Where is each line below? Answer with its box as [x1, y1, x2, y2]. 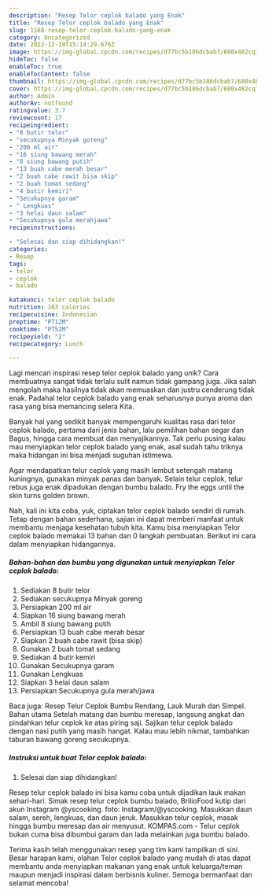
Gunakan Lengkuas [20, 670, 83, 679]
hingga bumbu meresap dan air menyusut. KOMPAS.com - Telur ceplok [9, 822, 241, 831]
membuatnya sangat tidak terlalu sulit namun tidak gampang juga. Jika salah [9, 377, 256, 386]
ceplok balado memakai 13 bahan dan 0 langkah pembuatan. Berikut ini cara [9, 531, 256, 541]
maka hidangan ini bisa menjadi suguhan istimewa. [9, 450, 174, 460]
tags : [9, 260, 27, 268]
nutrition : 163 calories [9, 304, 90, 312]
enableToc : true [9, 63, 62, 71]
